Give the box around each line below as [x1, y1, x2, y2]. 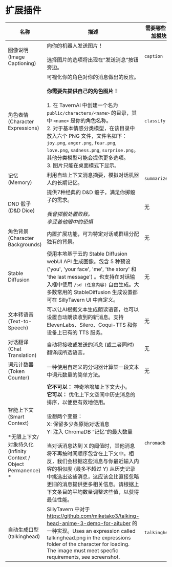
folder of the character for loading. [47, 540, 130, 548]
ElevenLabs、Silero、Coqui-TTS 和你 [47, 321, 138, 328]
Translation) [8, 351, 37, 359]
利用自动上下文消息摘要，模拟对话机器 [47, 171, 139, 178]
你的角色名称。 [75, 117, 112, 124]
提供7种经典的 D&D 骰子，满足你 [47, 188, 125, 196]
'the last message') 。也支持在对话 [47, 273, 131, 280]
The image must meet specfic [47, 547, 119, 554]
